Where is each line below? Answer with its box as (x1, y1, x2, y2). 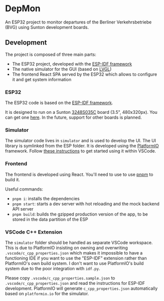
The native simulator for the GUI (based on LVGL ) (12, 66, 112, 72)
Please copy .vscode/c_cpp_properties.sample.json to (5, 275, 115, 281)
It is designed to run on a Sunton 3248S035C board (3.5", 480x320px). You (5, 109, 158, 115)
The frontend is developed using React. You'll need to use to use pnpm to (5, 172, 153, 177)
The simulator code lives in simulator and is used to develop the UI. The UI (5, 138, 156, 144)
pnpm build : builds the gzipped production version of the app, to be (12, 211, 148, 217)
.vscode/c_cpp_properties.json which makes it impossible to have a (5, 250, 143, 256)
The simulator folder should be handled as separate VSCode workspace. (5, 239, 153, 245)
